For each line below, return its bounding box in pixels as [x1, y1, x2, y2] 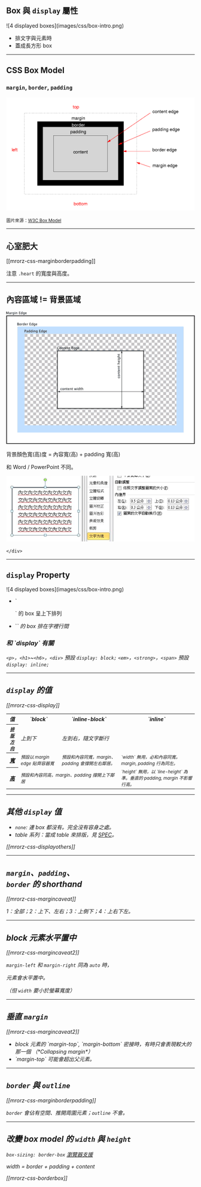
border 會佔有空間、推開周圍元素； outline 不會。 [6, 1109, 128, 1116]
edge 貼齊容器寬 [20, 760, 54, 767]
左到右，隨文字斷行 [62, 735, 109, 742]
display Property [6, 570, 71, 580]
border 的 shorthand [6, 879, 83, 889]
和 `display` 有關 [6, 639, 54, 647]
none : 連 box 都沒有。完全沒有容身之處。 [14, 824, 115, 831]
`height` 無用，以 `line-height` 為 [121, 769, 188, 775]
